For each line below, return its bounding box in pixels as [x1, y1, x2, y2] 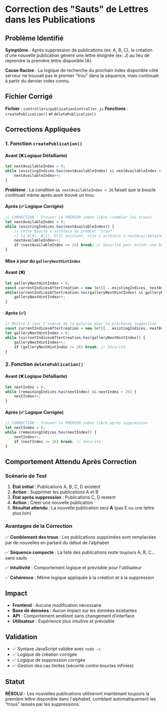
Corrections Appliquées [5, 125, 81, 134]
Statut [5, 677, 25, 686]
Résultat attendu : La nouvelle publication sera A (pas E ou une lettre [12, 505, 155, 511]
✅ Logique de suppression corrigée [12, 657, 85, 663]
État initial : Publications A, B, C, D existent [12, 484, 101, 490]
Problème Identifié [5, 34, 64, 42]
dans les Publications [5, 14, 95, 25]
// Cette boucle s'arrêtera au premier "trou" [14, 229, 112, 234]
